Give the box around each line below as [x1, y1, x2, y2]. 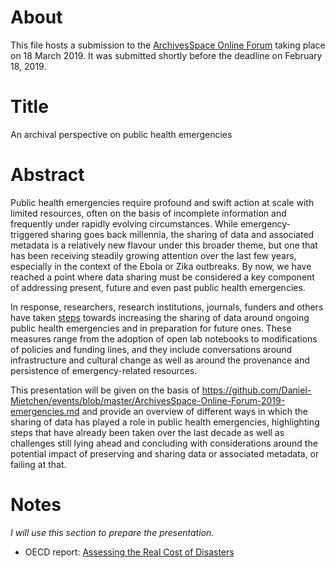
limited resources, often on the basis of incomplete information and [10, 207, 287, 219]
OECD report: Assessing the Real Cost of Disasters [24, 546, 235, 558]
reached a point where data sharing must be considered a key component [10, 271, 315, 283]
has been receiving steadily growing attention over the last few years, [10, 249, 297, 261]
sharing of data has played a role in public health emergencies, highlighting [10, 416, 320, 428]
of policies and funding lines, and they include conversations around [10, 343, 293, 355]
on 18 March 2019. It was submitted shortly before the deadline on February [10, 49, 323, 61]
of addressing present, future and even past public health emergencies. [10, 281, 306, 293]
